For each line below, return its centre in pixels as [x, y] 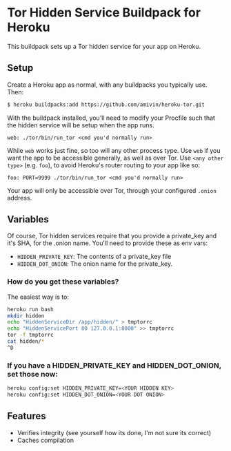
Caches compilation [46, 440]
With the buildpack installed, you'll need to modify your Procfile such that [111, 118]
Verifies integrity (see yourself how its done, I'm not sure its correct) [114, 432]
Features [27, 416]
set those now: [33, 374]
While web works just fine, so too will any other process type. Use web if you [114, 150]
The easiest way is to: [38, 297]
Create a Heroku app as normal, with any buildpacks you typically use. [108, 85]
